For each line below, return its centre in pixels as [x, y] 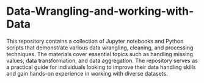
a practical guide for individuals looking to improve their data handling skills [101, 67]
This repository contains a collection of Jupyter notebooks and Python [95, 41]
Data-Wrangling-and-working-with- [100, 11]
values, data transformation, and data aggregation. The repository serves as [102, 60]
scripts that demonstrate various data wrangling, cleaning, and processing [100, 48]
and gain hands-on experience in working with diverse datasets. [87, 73]
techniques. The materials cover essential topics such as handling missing [100, 54]
